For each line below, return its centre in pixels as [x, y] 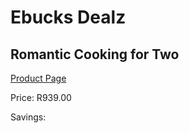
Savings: [28, 117]
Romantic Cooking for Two [95, 54]
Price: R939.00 [41, 97]
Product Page [38, 78]
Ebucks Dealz [68, 17]
